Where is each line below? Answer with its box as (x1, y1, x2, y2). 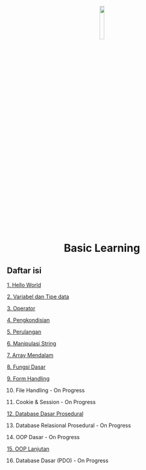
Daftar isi (7, 265, 42, 275)
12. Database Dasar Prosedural (7, 410, 84, 417)
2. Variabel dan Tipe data (7, 293, 69, 300)
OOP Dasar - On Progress (15, 434, 80, 440)
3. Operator (7, 305, 36, 312)
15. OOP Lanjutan (7, 445, 50, 452)
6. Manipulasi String (7, 340, 57, 347)
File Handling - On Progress (15, 387, 85, 394)
